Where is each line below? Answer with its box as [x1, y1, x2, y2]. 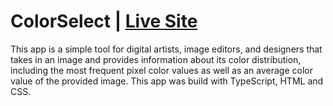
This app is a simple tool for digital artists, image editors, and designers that [10, 43, 323, 55]
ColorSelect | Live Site [10, 10, 198, 33]
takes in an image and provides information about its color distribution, [10, 53, 302, 65]
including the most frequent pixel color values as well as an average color [10, 64, 313, 76]
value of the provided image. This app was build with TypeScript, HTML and [10, 75, 324, 87]
